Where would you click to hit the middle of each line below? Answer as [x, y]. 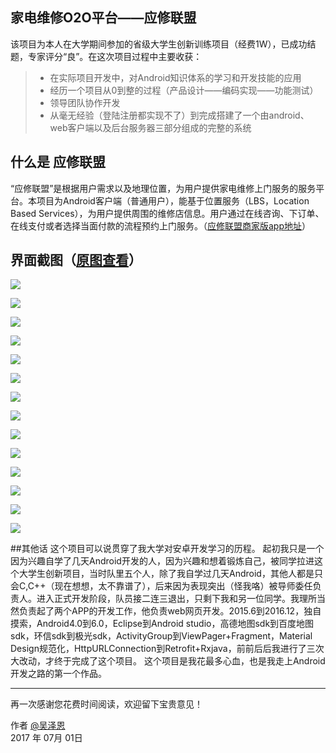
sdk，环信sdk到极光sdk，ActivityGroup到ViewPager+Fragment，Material [161, 636]
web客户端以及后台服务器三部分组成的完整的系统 [150, 127]
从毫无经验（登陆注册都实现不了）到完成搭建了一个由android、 [179, 115]
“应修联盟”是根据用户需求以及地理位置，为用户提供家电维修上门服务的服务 [163, 188]
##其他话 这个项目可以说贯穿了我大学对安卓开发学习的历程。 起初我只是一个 [167, 549]
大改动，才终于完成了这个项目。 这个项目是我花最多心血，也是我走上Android [168, 661]
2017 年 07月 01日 [46, 738]
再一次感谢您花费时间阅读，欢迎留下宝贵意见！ [106, 704]
